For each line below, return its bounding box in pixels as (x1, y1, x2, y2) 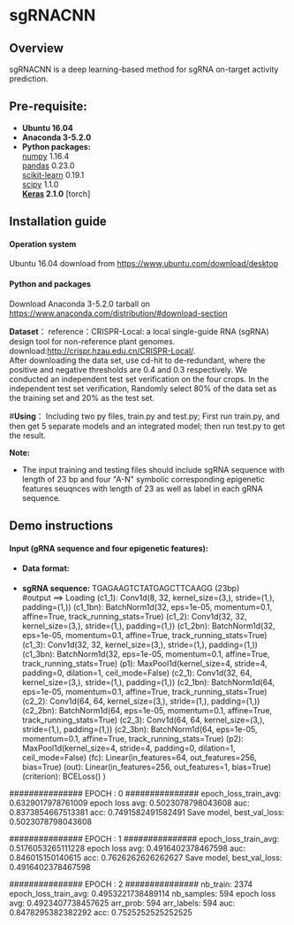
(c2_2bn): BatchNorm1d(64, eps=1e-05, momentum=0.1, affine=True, (21, 705, 272, 715)
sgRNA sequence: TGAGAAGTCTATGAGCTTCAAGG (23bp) (21, 582, 240, 593)
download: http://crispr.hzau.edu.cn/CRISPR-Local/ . (9, 345, 196, 356)
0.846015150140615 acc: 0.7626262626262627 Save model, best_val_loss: (9, 852, 283, 863)
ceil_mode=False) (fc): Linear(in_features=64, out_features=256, (21, 752, 258, 762)
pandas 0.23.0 (21, 160, 75, 171)
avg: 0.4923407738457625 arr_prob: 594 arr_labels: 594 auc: (9, 898, 236, 908)
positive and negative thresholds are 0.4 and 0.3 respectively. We (9, 364, 247, 374)
